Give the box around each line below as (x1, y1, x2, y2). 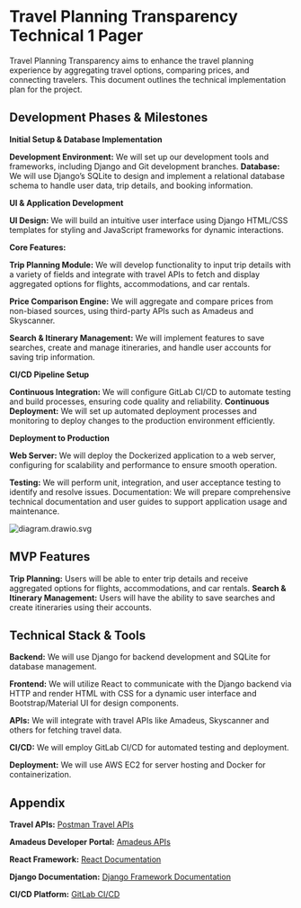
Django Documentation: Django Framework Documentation (9, 871, 232, 883)
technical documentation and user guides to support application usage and (9, 496, 288, 507)
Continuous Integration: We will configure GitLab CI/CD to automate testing (9, 386, 291, 397)
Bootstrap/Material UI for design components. (9, 697, 180, 708)
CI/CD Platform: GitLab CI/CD (9, 889, 120, 900)
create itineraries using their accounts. (9, 601, 153, 613)
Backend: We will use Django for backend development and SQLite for (9, 652, 271, 662)
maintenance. (9, 506, 60, 517)
